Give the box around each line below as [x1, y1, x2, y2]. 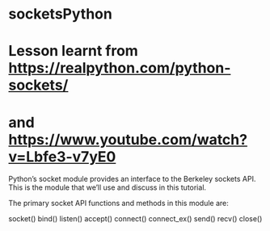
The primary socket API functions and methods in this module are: [8, 199, 229, 208]
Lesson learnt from [8, 42, 139, 61]
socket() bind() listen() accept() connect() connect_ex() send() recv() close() [8, 214, 263, 224]
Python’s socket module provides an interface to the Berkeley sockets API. [8, 174, 256, 184]
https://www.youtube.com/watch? [8, 130, 248, 149]
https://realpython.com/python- [8, 59, 231, 78]
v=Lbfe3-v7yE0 [8, 147, 116, 166]
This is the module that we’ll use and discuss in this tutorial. [8, 183, 207, 192]
